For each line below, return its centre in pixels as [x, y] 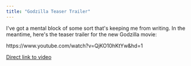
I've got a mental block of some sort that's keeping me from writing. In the [96, 28]
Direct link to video [29, 57]
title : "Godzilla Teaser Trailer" [48, 11]
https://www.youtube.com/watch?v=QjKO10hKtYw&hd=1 [74, 46]
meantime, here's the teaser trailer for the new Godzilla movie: [82, 34]
